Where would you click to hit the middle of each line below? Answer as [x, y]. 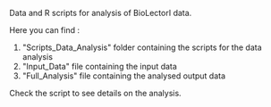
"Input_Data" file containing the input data [99, 66]
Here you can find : [45, 30]
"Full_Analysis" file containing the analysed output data [124, 76]
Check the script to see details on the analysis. [95, 93]
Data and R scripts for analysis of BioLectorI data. [101, 13]
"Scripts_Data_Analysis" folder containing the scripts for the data [142, 47]
